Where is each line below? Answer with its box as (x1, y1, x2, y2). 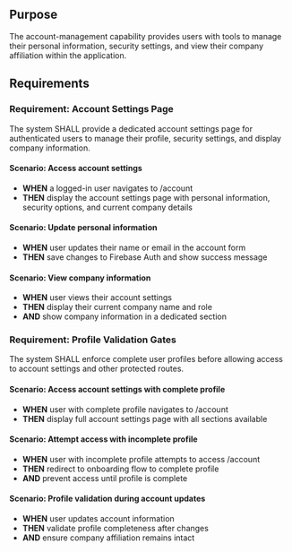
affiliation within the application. (9, 49, 127, 61)
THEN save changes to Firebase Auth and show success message (21, 251, 268, 263)
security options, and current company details (21, 202, 193, 212)
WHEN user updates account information (21, 513, 175, 524)
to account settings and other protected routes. (9, 363, 185, 375)
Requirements (9, 76, 90, 91)
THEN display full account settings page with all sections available (21, 413, 268, 424)
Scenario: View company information (9, 272, 151, 283)
